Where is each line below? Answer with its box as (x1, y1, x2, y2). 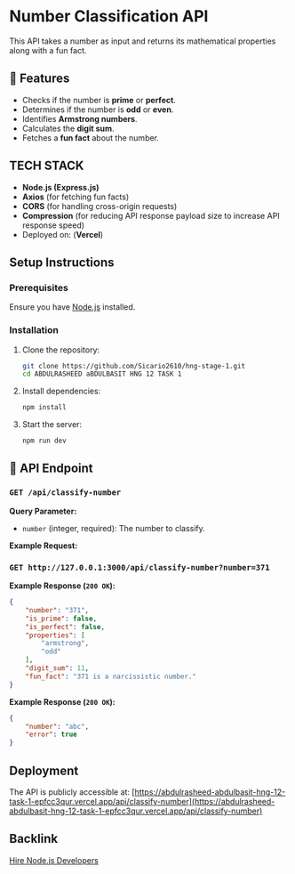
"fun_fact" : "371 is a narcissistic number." (25, 672, 197, 681)
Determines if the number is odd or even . (21, 104, 174, 115)
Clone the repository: (21, 344, 100, 355)
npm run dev (21, 436, 67, 446)
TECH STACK (9, 158, 84, 174)
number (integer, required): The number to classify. (21, 522, 206, 533)
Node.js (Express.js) (21, 182, 100, 192)
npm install (21, 403, 67, 412)
